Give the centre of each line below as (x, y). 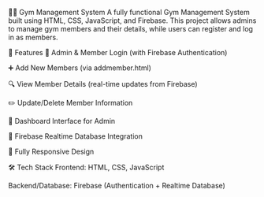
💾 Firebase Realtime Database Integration (76, 136)
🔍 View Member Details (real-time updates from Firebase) (103, 84)
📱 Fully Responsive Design (51, 151)
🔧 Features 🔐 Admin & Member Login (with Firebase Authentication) (118, 52)
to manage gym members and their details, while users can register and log (131, 29)
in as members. (33, 37)
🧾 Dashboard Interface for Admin (62, 121)
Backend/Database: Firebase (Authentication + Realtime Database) (117, 186)
